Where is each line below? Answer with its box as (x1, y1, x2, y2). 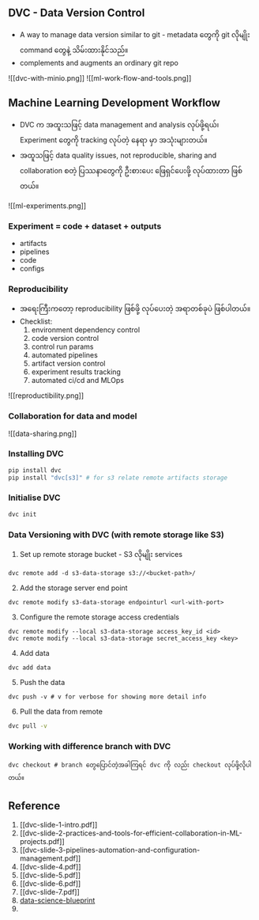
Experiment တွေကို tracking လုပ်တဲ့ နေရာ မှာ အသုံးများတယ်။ (19, 134, 208, 145)
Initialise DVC (8, 492, 61, 503)
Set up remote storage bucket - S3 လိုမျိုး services (19, 550, 183, 559)
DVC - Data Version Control (8, 6, 145, 20)
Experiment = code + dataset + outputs (8, 221, 162, 232)
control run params (31, 342, 94, 351)
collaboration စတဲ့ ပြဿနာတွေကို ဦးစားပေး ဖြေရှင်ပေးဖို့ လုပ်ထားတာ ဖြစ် (19, 165, 243, 175)
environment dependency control (31, 325, 141, 335)
